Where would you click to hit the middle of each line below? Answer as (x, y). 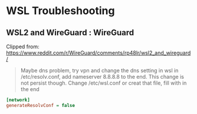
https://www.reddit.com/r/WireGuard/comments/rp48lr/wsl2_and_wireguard (98, 53)
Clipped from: (23, 46)
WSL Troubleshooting (60, 11)
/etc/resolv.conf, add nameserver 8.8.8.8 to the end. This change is (102, 77)
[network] (18, 100)
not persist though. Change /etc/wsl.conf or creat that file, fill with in (104, 83)
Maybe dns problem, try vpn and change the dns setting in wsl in (99, 71)
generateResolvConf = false (41, 105)
